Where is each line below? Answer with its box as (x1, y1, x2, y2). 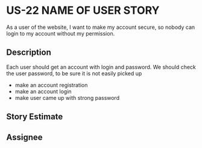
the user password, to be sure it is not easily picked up (6, 70, 142, 77)
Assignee (6, 132, 43, 142)
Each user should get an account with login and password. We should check (6, 63, 196, 70)
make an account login (14, 88, 72, 95)
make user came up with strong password (14, 94, 119, 101)
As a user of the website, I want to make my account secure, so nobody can (6, 23, 195, 31)
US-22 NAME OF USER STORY (6, 4, 160, 17)
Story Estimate (6, 112, 63, 122)
